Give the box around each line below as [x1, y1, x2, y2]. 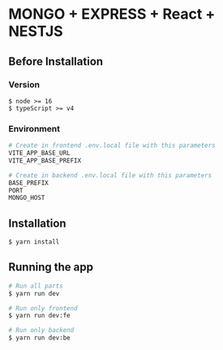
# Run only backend [8, 326, 75, 335]
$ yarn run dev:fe [8, 312, 71, 320]
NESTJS [8, 22, 63, 41]
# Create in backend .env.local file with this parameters [8, 171, 212, 179]
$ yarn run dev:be [8, 334, 71, 342]
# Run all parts [8, 282, 63, 290]
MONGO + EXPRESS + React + [8, 5, 216, 24]
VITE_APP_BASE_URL [8, 149, 71, 158]
